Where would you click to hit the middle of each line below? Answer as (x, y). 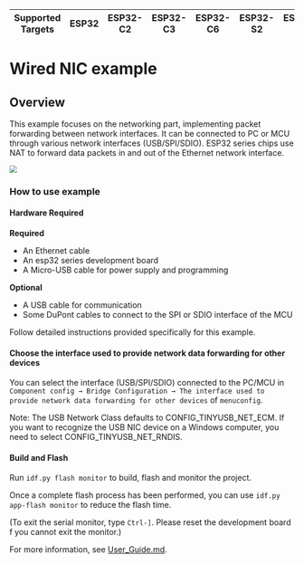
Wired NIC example (83, 69)
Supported (38, 18)
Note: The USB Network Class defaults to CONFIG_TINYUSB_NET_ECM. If (147, 418)
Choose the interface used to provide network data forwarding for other (147, 353)
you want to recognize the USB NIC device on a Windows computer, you (144, 427)
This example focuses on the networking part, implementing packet (135, 124)
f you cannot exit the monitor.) (66, 532)
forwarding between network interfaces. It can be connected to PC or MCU (150, 134)
